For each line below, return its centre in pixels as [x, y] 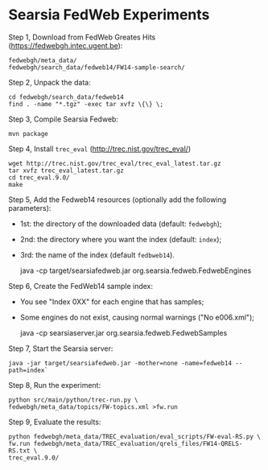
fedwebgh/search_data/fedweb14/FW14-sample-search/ [97, 67]
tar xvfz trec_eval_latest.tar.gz [66, 171]
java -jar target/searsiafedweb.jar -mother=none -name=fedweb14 [120, 363]
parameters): [30, 208]
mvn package [28, 134]
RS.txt [19, 451]
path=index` [28, 370]
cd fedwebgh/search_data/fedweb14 [66, 97]
